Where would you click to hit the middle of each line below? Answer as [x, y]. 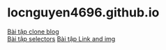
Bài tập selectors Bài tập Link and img [61, 38]
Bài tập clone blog [33, 32]
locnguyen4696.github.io [83, 13]
